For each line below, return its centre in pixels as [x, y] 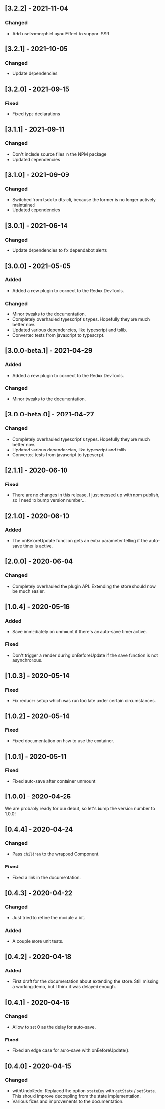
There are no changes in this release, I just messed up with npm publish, [86, 495]
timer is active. [38, 546]
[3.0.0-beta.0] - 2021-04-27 [50, 414]
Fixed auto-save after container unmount [54, 781]
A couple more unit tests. [38, 941]
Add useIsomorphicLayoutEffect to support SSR [61, 33]
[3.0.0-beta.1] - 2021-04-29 [49, 351]
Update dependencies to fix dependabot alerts [60, 250]
